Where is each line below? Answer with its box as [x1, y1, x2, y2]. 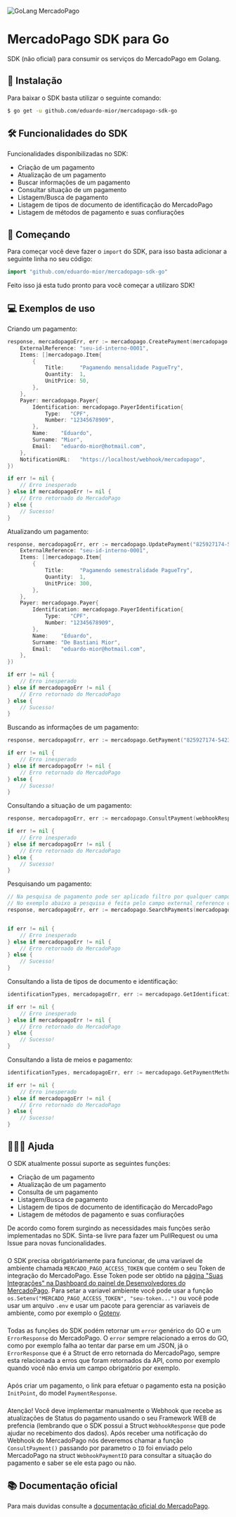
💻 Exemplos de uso [7, 303, 96, 315]
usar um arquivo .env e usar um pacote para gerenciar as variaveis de [7, 1301, 210, 1309]
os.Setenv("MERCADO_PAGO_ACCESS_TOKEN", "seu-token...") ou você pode [7, 1293, 219, 1302]
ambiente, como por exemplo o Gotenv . [7, 1309, 122, 1317]
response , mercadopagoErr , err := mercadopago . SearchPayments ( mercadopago [7, 906, 231, 914]
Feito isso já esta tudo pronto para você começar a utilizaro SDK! [7, 281, 195, 290]
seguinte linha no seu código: [7, 255, 93, 263]
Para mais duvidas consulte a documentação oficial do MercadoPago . [7, 1502, 210, 1511]
